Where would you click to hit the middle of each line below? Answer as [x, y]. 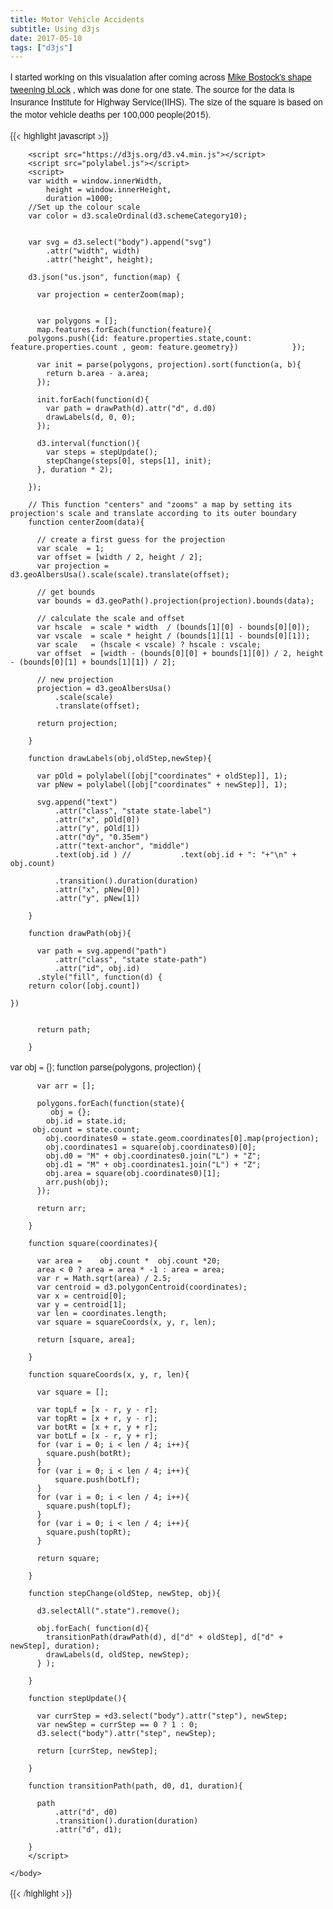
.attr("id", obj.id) [97, 969]
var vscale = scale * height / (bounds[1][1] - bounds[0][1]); [173, 636]
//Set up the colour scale [84, 207]
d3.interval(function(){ [88, 444]
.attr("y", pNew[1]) [97, 899]
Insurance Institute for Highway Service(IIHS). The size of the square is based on [167, 102]
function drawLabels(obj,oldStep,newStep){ [120, 759]
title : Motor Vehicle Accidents [77, 19]
